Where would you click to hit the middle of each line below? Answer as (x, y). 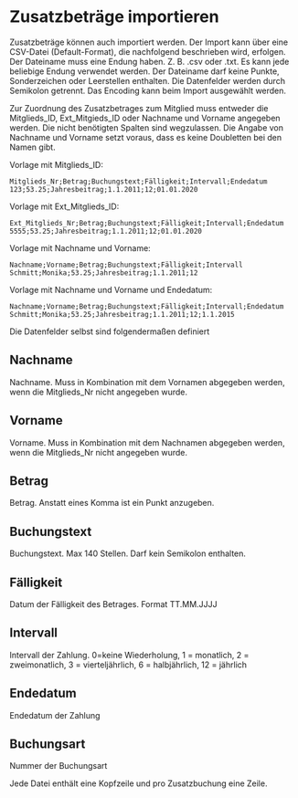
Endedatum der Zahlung (55, 715)
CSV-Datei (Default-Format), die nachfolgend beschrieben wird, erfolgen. (148, 51)
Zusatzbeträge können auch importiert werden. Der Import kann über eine (149, 42)
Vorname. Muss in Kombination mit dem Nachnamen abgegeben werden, (147, 442)
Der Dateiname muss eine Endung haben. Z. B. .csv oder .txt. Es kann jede (149, 61)
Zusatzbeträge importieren (114, 17)
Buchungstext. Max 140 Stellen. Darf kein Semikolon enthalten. (128, 553)
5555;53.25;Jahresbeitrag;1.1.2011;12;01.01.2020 (106, 231)
